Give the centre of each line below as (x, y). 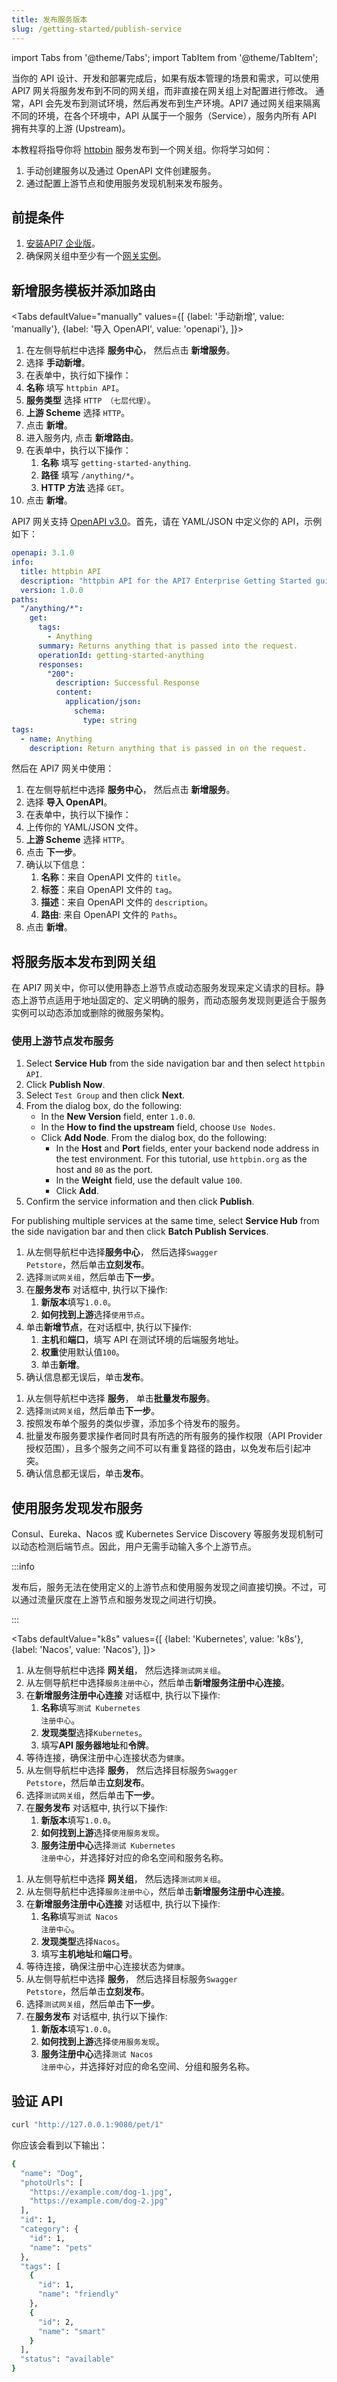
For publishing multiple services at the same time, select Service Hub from (165, 1221)
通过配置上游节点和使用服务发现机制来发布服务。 (126, 183)
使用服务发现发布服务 (77, 1507)
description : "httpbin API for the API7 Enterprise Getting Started (166, 581)
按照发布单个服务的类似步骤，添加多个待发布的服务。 (135, 1423)
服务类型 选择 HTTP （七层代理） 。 (90, 400)
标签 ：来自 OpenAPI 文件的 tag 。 (109, 890)
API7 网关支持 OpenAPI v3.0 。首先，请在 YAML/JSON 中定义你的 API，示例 (167, 522)
